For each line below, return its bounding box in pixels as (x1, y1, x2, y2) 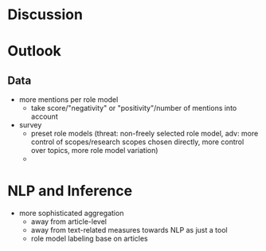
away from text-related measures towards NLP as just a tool (30, 226, 228, 235)
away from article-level (30, 217, 107, 226)
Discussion (7, 6, 83, 24)
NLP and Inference (7, 182, 133, 200)
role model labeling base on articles (30, 233, 148, 244)
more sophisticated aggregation (18, 209, 124, 218)
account (30, 112, 58, 121)
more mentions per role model (18, 95, 119, 104)
